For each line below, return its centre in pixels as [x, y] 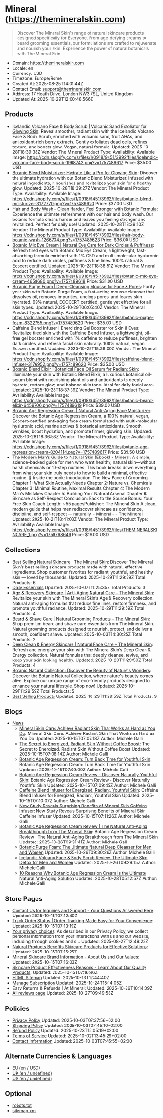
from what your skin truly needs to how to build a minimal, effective [80, 473]
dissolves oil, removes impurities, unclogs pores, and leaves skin [77, 297]
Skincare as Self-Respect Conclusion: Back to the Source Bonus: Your [82, 498]
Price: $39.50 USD [126, 452]
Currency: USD [27, 73]
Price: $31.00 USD [105, 281]
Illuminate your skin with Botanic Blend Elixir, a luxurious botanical [78, 374]
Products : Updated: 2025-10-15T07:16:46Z [55, 972]
